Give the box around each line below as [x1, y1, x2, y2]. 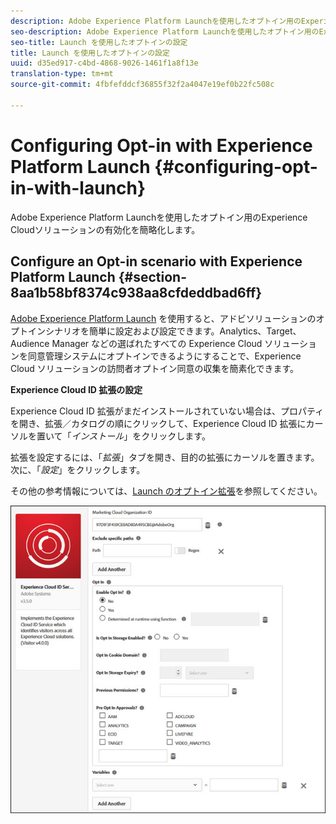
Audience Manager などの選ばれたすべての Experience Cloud [10, 337, 263, 349]
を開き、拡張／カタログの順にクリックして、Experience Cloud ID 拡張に [10, 417, 307, 429]
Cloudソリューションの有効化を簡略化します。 [10, 223, 201, 235]
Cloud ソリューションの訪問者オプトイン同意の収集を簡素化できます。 [10, 362, 300, 374]
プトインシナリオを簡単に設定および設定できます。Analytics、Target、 [10, 325, 302, 337]
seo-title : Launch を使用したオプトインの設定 [10, 37, 188, 47]
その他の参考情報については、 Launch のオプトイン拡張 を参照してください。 [10, 485, 323, 497]
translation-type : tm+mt [10, 69, 114, 79]
